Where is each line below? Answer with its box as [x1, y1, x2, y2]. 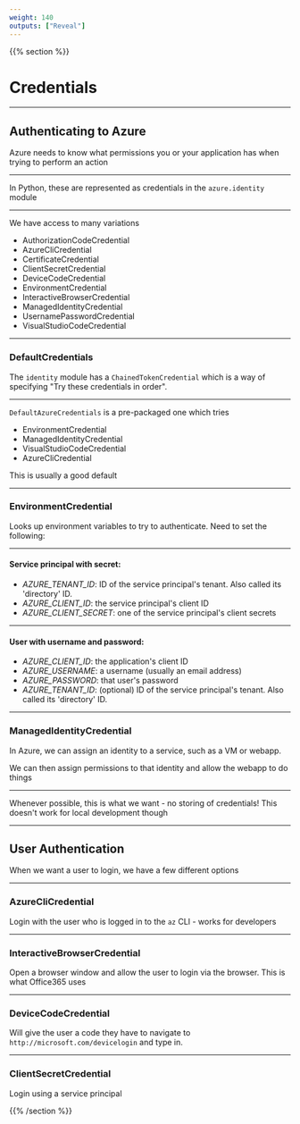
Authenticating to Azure [9, 123, 146, 138]
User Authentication [9, 841, 125, 856]
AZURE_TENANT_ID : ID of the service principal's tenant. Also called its [21, 579, 282, 590]
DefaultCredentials [9, 351, 94, 364]
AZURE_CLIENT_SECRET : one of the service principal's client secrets [21, 608, 277, 618]
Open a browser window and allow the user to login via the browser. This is [9, 967, 286, 977]
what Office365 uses [9, 976, 87, 987]
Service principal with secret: [9, 559, 121, 570]
